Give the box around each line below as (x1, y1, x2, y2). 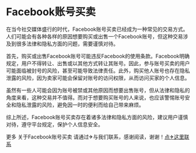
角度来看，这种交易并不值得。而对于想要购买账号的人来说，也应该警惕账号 (6, 94, 185, 101)
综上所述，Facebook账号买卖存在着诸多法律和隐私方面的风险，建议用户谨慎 (6, 113, 188, 120)
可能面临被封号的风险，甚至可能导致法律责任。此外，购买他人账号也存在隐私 (6, 67, 190, 74)
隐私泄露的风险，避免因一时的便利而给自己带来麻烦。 (16, 101, 144, 108)
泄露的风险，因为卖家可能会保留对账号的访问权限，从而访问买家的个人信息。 (6, 74, 190, 81)
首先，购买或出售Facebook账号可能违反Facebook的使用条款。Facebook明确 (6, 52, 190, 59)
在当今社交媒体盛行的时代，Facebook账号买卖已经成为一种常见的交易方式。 (6, 26, 188, 33)
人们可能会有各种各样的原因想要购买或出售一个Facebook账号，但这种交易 (6, 33, 183, 40)
